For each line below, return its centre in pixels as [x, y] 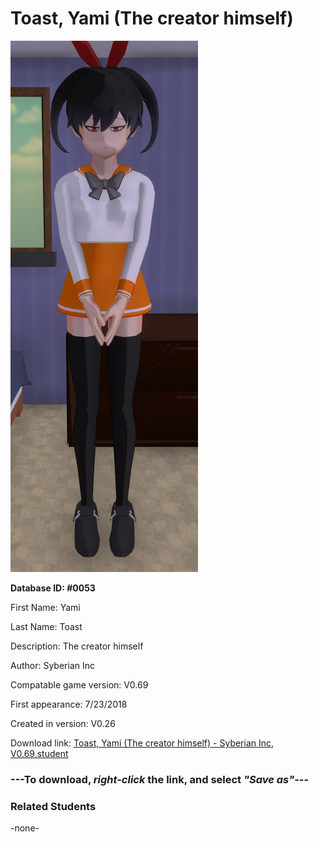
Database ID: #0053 [53, 588]
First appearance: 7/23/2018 [69, 704]
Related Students [53, 806]
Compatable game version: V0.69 [79, 684]
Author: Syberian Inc [52, 665]
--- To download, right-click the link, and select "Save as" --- [160, 779]
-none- [25, 828]
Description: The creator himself [77, 646]
